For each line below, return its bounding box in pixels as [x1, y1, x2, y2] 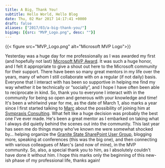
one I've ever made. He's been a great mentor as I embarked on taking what [5, 116, 159, 121]
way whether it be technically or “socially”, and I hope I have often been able [5, 84, 160, 90]
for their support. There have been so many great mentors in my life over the [5, 69, 160, 74]
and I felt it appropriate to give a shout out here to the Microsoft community [5, 63, 158, 69]
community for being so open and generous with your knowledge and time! [5, 95, 158, 101]
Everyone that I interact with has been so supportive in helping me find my [5, 79, 156, 85]
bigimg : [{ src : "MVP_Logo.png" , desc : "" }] [5, 30, 96, 35]
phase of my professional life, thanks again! [12, 158, 101, 163]
